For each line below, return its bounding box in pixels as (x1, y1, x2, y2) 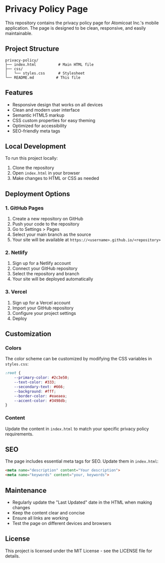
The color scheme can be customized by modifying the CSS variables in (5, 356, 152, 362)
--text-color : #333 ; (14, 380, 56, 385)
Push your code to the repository (12, 221, 80, 227)
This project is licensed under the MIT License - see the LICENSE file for (5, 548, 152, 554)
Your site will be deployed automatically (12, 276, 93, 282)
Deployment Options (5, 189, 70, 198)
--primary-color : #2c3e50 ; (14, 375, 70, 380)
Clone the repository (12, 165, 54, 171)
